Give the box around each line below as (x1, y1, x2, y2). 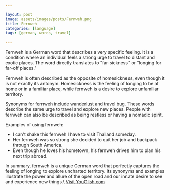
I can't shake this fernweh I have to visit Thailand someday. (12, 131, 136, 137)
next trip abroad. (12, 153, 48, 159)
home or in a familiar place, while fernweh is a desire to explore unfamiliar (5, 86, 159, 92)
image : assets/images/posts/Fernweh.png (5, 16, 92, 22)
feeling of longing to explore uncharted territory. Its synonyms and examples (5, 168, 165, 174)
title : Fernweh (5, 21, 37, 26)
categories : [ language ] (5, 26, 56, 31)
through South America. (12, 142, 63, 148)
